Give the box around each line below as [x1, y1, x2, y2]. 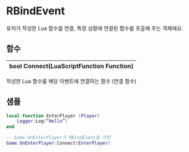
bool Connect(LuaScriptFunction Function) [9, 61, 134, 70]
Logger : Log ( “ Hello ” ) [17, 118, 68, 125]
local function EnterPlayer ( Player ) [6, 113, 100, 119]
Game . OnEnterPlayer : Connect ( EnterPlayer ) [6, 140, 111, 147]
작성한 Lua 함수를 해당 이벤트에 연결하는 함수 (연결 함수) [6, 77, 137, 85]
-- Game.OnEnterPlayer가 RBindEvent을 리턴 [6, 135, 111, 141]
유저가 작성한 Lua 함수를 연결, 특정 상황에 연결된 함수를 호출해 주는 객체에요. [6, 24, 184, 32]
